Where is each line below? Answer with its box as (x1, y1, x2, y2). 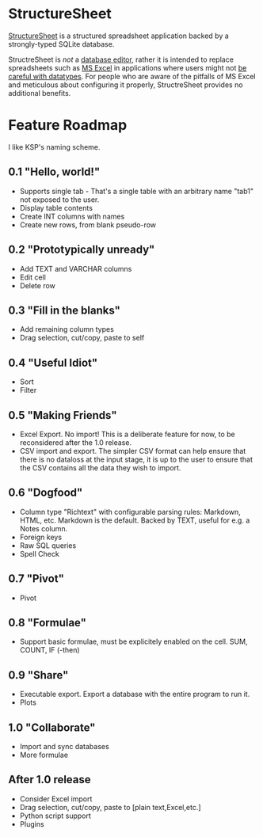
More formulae (19, 750, 69, 759)
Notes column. (19, 523, 68, 533)
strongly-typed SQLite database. (8, 39, 115, 48)
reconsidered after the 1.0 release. (19, 437, 132, 447)
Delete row (19, 280, 55, 290)
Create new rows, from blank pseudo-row (19, 219, 157, 230)
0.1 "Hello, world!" (8, 165, 101, 179)
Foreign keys (19, 532, 62, 542)
